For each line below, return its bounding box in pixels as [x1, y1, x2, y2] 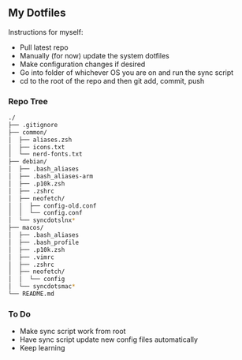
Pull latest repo [19, 43, 69, 52]
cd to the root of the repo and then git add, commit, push [19, 76, 205, 85]
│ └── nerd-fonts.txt [8, 150, 83, 159]
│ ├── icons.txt [8, 143, 65, 151]
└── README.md [8, 290, 55, 298]
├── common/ [8, 128, 47, 137]
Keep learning [19, 343, 65, 353]
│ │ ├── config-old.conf [8, 201, 97, 210]
